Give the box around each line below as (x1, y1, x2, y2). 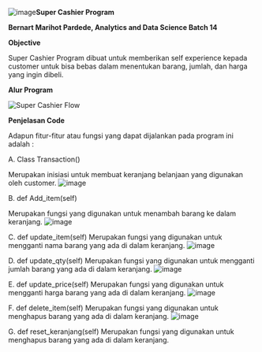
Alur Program (8, 85, 54, 94)
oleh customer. (8, 178, 57, 187)
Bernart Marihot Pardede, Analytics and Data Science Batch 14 (8, 23, 218, 31)
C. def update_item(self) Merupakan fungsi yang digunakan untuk (8, 232, 223, 242)
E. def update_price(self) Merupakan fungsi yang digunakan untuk (8, 280, 224, 289)
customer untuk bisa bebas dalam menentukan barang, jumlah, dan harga (8, 61, 248, 71)
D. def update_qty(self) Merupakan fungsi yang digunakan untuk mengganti (8, 256, 255, 265)
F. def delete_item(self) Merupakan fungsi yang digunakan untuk (8, 303, 219, 313)
